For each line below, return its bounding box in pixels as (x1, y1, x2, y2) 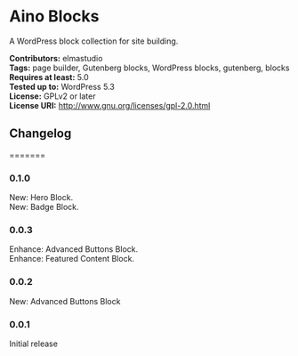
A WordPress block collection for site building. (9, 36, 179, 46)
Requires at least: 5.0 (9, 71, 89, 82)
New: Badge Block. (9, 202, 79, 213)
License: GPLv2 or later (9, 91, 96, 101)
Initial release (9, 338, 58, 349)
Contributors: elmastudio (9, 53, 103, 63)
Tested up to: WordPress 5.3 (9, 81, 116, 92)
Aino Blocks (9, 6, 100, 27)
